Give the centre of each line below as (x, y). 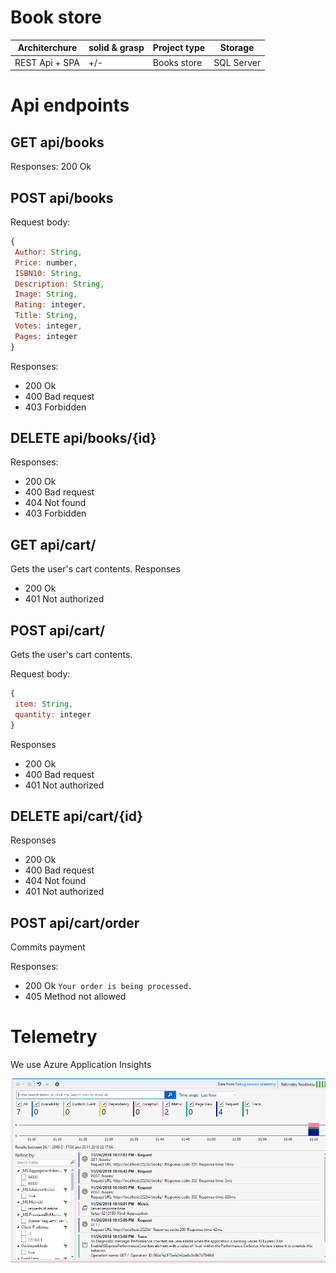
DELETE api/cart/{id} (77, 816)
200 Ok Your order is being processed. (108, 986)
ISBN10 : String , (48, 273)
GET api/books (57, 142)
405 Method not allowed (75, 997)
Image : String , (46, 294)
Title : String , (46, 316)
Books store (177, 62)
